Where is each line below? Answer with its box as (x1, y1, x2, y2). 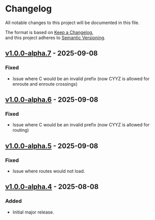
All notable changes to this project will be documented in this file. (5, 20, 140, 26)
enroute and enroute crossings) (12, 81, 77, 87)
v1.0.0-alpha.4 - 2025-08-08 (5, 182, 99, 191)
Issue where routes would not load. (12, 168, 85, 174)
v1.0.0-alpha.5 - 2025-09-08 (5, 141, 98, 150)
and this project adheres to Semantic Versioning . (5, 35, 106, 41)
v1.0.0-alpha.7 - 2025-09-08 (5, 49, 98, 58)
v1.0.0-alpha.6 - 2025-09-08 (5, 96, 98, 104)
